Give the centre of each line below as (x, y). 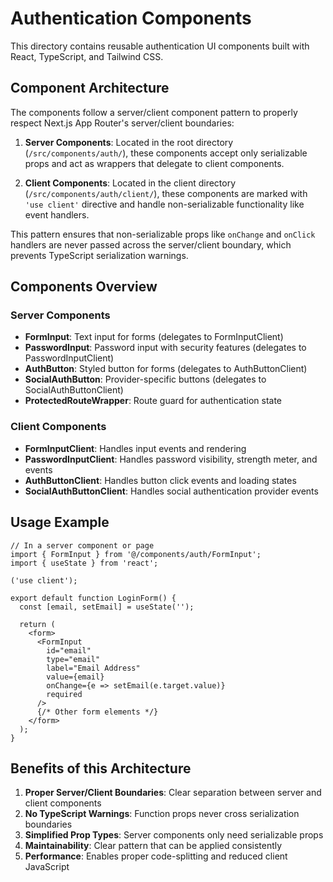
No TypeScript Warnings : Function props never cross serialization (162, 814)
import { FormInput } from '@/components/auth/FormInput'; (136, 554)
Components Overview (84, 287)
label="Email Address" (93, 668)
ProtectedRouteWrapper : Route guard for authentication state (153, 401)
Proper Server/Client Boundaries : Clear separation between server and (173, 793)
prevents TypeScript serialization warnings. (99, 255)
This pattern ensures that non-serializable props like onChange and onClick (163, 234)
